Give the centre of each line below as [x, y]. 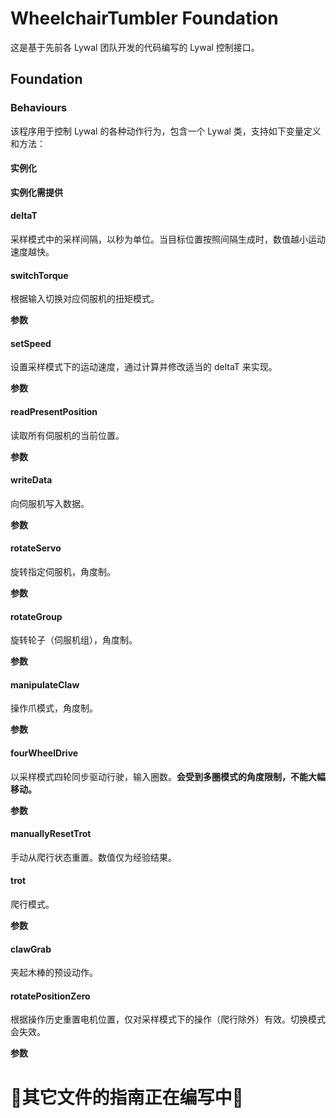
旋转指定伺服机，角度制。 [63, 572]
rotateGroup [36, 616]
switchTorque [39, 275]
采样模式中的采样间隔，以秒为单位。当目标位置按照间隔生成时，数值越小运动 [168, 239]
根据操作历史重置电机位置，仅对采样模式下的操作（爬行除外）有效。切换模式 [168, 1019]
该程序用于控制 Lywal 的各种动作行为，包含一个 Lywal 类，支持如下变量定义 [166, 131]
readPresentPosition [54, 412]
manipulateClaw [45, 684]
